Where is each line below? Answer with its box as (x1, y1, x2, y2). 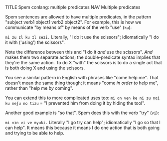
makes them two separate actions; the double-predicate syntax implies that (5, 54, 161, 60)
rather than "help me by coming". (5, 85, 73, 91)
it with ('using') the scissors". (5, 39, 65, 45)
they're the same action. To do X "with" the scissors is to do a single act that (5, 60, 162, 65)
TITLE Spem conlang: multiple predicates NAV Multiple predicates (5, 4, 141, 10)
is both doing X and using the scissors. (5, 65, 85, 71)
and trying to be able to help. (5, 130, 65, 136)
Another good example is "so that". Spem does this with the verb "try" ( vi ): (5, 110, 160, 116)
